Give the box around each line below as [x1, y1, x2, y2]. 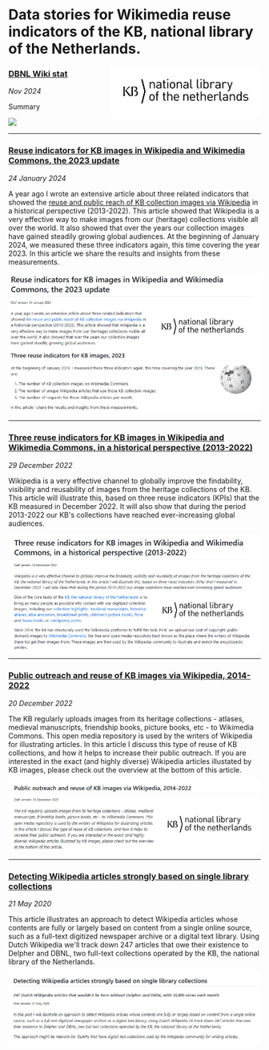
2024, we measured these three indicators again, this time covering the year [8, 240, 260, 249]
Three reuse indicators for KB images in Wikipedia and [8, 432, 225, 443]
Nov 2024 [8, 87, 42, 96]
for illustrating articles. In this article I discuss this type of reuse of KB [8, 739, 238, 749]
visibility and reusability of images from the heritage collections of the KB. [8, 484, 252, 494]
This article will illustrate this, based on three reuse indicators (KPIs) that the [8, 493, 260, 503]
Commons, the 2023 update [8, 155, 120, 166]
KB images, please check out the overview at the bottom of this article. [8, 765, 242, 774]
